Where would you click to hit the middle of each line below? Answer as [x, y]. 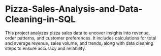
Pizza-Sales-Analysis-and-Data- [74, 9]
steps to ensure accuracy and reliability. [46, 48]
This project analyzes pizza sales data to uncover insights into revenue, [78, 33]
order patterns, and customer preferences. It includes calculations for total [81, 38]
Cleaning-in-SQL [40, 19]
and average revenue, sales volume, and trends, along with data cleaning [79, 43]
